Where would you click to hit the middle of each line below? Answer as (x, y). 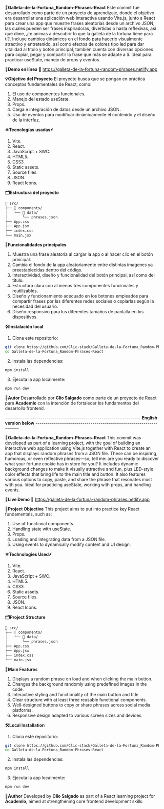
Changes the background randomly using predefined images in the (80, 684)
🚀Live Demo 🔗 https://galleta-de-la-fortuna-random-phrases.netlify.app (77, 499)
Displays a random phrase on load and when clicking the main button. (82, 679)
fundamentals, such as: (29, 514)
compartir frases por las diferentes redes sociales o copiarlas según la (83, 301)
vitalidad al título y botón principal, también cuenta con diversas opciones (79, 49)
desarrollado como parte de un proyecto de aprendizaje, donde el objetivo (80, 13)
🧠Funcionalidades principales (36, 245)
